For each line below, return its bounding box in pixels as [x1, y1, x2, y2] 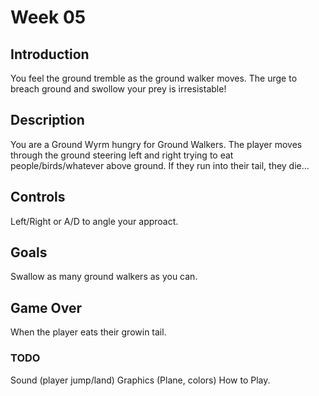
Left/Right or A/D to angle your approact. [10, 215, 179, 227]
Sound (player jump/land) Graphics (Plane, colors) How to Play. [10, 374, 271, 386]
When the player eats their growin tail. [10, 326, 167, 338]
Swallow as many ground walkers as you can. [10, 271, 198, 283]
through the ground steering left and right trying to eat [10, 149, 234, 161]
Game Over [10, 299, 83, 316]
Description [10, 112, 85, 129]
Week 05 [10, 6, 87, 29]
